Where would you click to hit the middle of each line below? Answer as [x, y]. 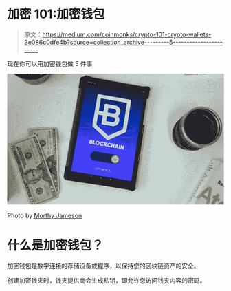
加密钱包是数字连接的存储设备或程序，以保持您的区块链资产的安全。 [103, 266]
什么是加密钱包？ [56, 246]
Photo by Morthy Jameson [45, 215]
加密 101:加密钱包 [56, 14]
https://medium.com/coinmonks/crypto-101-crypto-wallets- [127, 34]
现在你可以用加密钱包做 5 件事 [50, 63]
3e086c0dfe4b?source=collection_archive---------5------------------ [123, 42]
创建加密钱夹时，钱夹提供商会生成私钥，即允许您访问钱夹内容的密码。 [107, 280]
